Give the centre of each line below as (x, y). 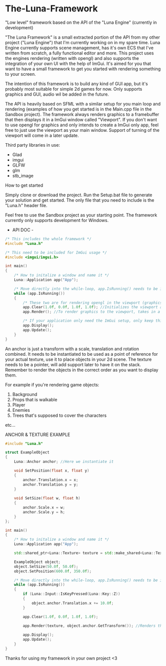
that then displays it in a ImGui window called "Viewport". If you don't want (81, 119)
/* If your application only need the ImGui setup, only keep (88, 321)
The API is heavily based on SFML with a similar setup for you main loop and (83, 104)
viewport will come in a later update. (42, 135)
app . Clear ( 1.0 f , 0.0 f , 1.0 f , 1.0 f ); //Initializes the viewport (90, 307)
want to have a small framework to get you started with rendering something (83, 69)
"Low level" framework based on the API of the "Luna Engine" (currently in (81, 22)
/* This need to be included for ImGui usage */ (56, 252)
